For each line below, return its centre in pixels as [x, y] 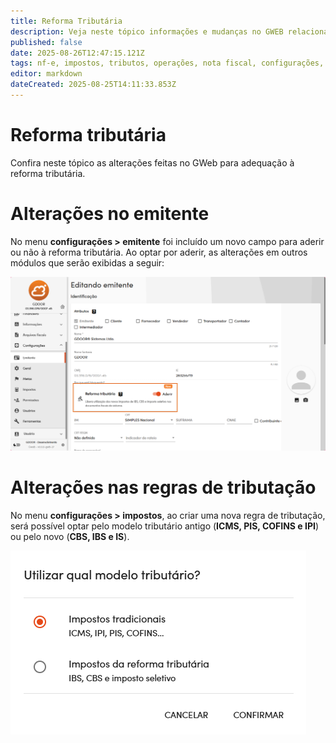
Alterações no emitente [110, 214]
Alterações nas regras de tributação [163, 487]
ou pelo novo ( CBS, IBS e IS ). [70, 536]
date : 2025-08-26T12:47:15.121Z [77, 53]
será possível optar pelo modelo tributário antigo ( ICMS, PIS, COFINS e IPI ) [165, 526]
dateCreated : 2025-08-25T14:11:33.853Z [93, 85]
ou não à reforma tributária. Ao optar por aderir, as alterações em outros [159, 252]
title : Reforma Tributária [66, 21]
